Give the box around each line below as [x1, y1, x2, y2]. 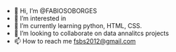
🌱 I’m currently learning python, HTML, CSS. [13, 22, 142, 30]
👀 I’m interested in [13, 14, 67, 22]
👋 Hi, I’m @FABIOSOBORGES [13, 7, 97, 15]
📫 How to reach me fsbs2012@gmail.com [13, 37, 136, 45]
